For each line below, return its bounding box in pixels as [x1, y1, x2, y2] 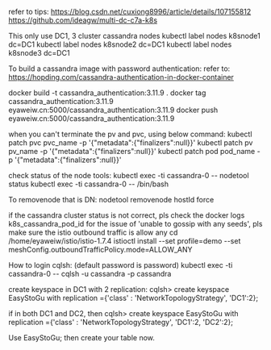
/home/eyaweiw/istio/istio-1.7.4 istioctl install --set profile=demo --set [8, 236, 241, 245]
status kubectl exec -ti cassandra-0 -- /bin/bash [8, 179, 169, 189]
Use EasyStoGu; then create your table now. [8, 333, 156, 342]
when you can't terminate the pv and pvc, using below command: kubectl [8, 129, 252, 139]
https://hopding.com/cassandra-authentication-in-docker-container [8, 73, 234, 81]
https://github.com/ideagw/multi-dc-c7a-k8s [8, 15, 158, 25]
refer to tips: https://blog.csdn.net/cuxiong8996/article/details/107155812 [8, 7, 252, 16]
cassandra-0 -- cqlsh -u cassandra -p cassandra [8, 269, 172, 278]
